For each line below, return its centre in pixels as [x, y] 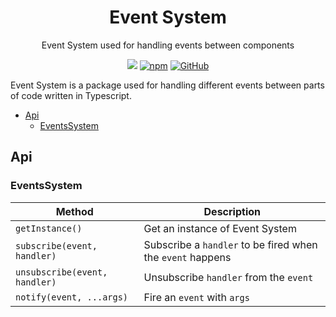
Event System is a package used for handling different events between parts [167, 85]
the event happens [187, 257]
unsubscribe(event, [61, 272]
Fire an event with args [196, 297]
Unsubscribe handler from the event [228, 277]
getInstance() [49, 228]
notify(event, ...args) [72, 297]
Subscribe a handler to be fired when [230, 244]
